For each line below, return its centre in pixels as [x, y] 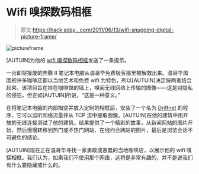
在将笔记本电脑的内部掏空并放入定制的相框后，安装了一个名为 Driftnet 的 [95, 107]
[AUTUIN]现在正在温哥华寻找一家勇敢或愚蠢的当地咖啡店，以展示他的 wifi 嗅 [99, 150]
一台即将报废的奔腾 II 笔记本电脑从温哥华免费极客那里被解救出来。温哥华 [95, 72]
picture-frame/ [39, 36]
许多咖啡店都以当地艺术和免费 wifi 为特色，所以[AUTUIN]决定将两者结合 [104, 80]
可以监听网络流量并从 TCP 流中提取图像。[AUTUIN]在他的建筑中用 [102, 115]
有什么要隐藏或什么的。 [35, 164]
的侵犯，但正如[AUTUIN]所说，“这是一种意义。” [63, 95]
